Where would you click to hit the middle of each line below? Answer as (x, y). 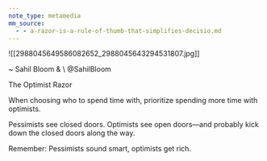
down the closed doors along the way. (72, 133)
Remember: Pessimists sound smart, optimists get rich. (100, 149)
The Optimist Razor (40, 85)
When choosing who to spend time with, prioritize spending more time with (133, 101)
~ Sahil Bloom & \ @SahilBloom (60, 69)
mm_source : (27, 23)
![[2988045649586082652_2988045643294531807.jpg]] (104, 54)
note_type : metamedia (45, 16)
